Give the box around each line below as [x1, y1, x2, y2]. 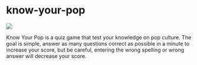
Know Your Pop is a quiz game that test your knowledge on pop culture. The [6, 33, 192, 41]
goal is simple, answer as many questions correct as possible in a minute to [6, 40, 190, 47]
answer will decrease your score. [6, 52, 87, 59]
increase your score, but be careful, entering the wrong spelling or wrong [6, 46, 185, 53]
